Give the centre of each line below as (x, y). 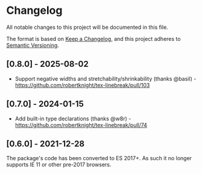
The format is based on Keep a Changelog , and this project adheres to (93, 39)
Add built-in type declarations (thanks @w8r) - (73, 119)
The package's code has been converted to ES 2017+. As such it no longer (99, 158)
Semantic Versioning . (33, 45)
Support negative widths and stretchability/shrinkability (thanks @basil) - (106, 78)
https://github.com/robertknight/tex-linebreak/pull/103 (82, 85)
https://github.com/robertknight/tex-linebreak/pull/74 (81, 125)
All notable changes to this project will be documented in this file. (87, 27)
